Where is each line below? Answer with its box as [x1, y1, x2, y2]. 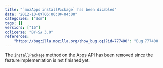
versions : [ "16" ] [5, 25, 41, 30]
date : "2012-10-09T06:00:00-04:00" [5, 12, 78, 17]
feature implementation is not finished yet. [5, 57, 90, 63]
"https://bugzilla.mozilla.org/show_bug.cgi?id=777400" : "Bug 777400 [14, 39, 159, 44]
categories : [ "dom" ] [5, 16, 47, 21]
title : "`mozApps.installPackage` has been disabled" [5, 7, 117, 12]
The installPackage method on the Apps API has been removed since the [5, 52, 153, 58]
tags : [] [5, 20, 23, 26]
